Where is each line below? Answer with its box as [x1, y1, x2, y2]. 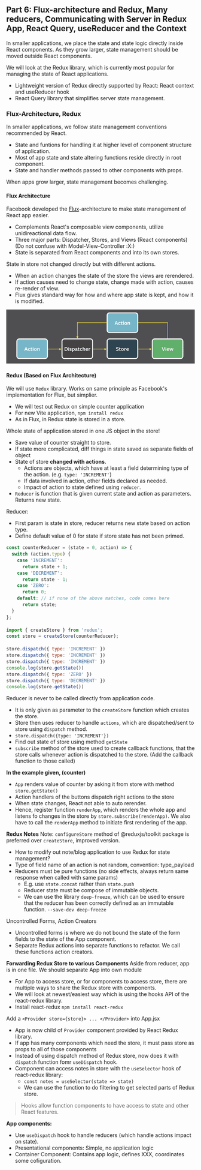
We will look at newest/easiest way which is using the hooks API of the [14, 991, 190, 998]
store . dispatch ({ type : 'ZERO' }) [6, 671, 93, 677]
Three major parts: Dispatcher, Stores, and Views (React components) [14, 236, 188, 244]
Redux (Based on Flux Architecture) [6, 371, 97, 379]
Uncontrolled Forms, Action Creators [6, 917, 97, 925]
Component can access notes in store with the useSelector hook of [14, 1065, 181, 1072]
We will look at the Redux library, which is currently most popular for [6, 64, 175, 71]
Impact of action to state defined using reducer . [23, 484, 142, 491]
